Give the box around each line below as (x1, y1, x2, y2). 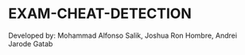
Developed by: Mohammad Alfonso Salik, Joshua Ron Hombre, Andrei (8, 31, 237, 40)
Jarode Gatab (8, 38, 53, 48)
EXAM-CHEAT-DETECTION (8, 5, 192, 23)
